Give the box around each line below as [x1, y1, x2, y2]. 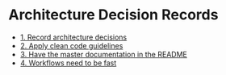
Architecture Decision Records [8, 6, 219, 24]
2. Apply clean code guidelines [19, 40, 123, 50]
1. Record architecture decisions [19, 32, 128, 42]
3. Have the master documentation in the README [19, 49, 187, 59]
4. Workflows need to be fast [19, 58, 117, 68]
